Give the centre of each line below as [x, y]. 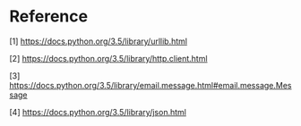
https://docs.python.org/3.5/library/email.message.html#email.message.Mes [150, 85]
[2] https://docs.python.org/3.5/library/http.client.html [108, 58]
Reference [48, 17]
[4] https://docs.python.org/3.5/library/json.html [98, 112]
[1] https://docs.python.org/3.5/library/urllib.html [99, 41]
